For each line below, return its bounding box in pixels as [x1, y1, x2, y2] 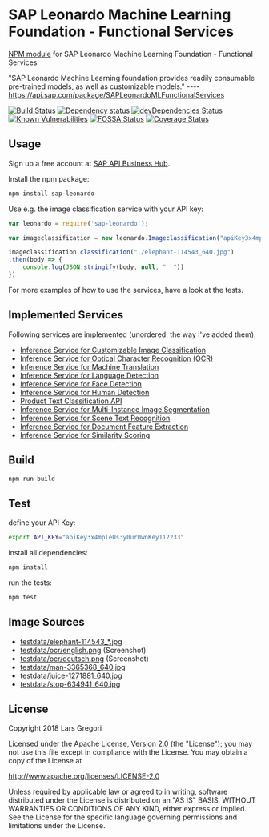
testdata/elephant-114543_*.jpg [19, 636, 122, 646]
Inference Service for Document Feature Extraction [19, 422, 189, 431]
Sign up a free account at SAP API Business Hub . [8, 158, 171, 168]
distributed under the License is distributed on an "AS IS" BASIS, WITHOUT [8, 795, 256, 805]
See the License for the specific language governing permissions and [8, 812, 238, 822]
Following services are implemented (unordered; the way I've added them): [8, 330, 256, 339]
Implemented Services [8, 308, 124, 322]
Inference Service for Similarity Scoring [19, 430, 151, 439]
